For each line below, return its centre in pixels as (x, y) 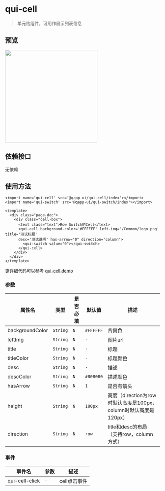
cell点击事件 (73, 481)
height (15, 406)
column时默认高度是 (131, 410)
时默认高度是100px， (133, 403)
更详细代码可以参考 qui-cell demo (39, 271)
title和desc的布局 (127, 426)
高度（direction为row (132, 395)
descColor (20, 377)
